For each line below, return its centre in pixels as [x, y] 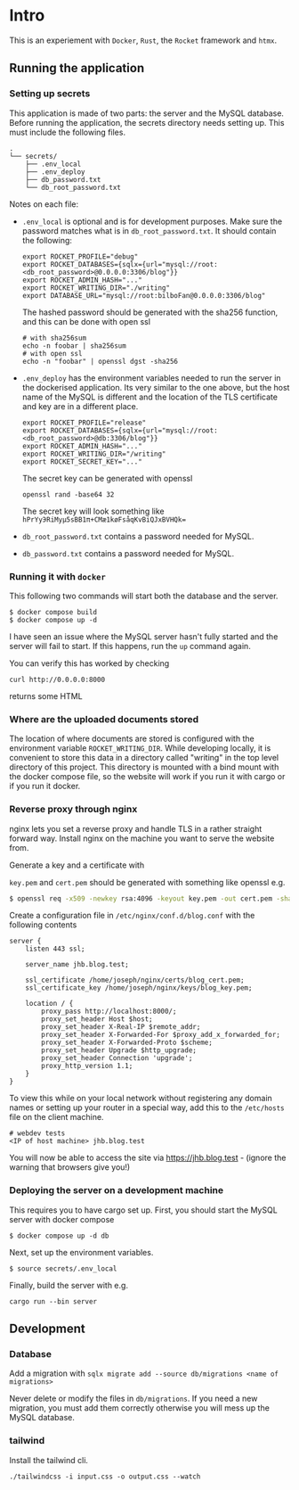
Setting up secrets [50, 94]
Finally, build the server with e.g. [69, 1285]
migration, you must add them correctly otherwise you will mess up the [139, 1408]
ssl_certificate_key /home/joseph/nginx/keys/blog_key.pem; [139, 988]
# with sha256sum [54, 338]
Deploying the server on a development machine [117, 1190]
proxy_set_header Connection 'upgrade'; [117, 1058]
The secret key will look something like [93, 511]
